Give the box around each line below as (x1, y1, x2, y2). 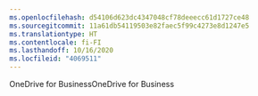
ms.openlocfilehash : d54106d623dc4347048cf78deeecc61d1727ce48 (9, 12, 250, 22)
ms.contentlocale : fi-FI (9, 37, 102, 47)
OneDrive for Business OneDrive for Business (9, 79, 175, 89)
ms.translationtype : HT (9, 29, 98, 38)
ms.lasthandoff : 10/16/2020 (9, 46, 114, 55)
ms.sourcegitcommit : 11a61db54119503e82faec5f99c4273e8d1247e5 (9, 21, 250, 30)
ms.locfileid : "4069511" (9, 54, 102, 63)
